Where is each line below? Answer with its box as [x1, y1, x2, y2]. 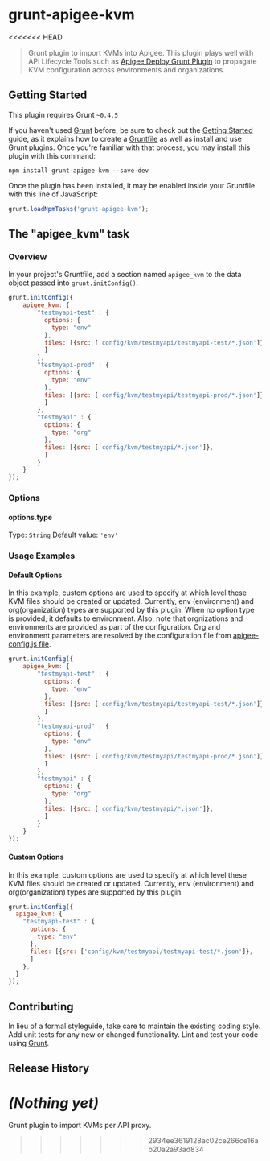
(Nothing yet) [8, 1093, 99, 1112]
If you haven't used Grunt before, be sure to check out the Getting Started [8, 125, 253, 134]
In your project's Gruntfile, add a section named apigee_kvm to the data [8, 270, 242, 279]
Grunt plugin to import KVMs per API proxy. [8, 1121, 152, 1130]
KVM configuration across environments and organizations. [27, 64, 225, 74]
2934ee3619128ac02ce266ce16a [148, 1136, 259, 1146]
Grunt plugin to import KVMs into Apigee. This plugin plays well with [27, 48, 254, 57]
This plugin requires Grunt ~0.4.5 [8, 109, 119, 119]
